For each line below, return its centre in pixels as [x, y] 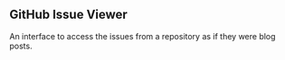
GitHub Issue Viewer [69, 15]
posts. [21, 46]
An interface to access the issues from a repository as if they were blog [142, 36]
